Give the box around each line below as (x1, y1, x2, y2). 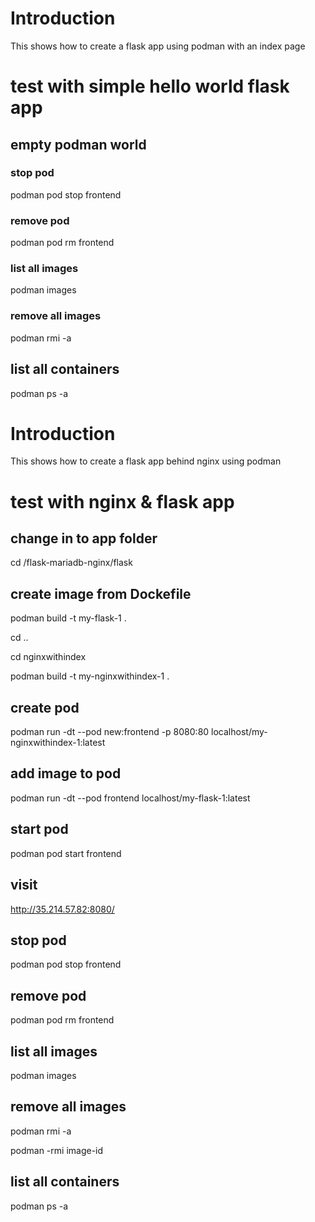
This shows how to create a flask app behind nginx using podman (10, 455, 282, 467)
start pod (10, 821, 69, 838)
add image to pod (10, 765, 122, 782)
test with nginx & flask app (10, 490, 235, 513)
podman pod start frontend (10, 847, 122, 859)
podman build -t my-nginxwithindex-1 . (10, 670, 170, 682)
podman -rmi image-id (10, 1144, 104, 1156)
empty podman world (10, 136, 147, 153)
